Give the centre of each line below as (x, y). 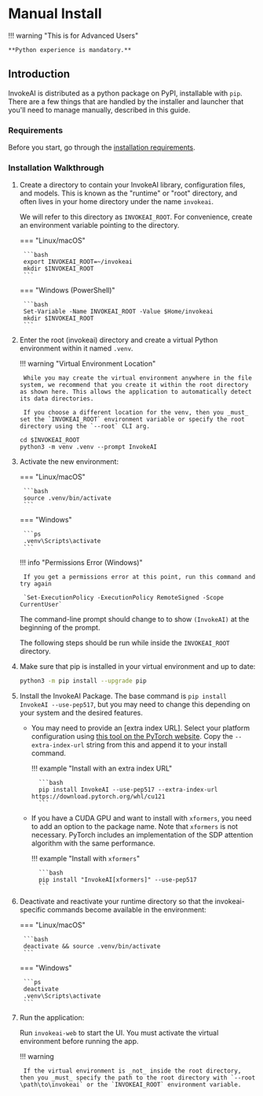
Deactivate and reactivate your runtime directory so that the (116, 901)
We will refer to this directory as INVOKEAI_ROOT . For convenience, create (136, 217)
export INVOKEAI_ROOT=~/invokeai (78, 262)
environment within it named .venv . (76, 348)
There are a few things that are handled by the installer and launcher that (126, 101)
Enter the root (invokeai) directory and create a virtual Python (119, 340)
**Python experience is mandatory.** (70, 50)
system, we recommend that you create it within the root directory (134, 385)
